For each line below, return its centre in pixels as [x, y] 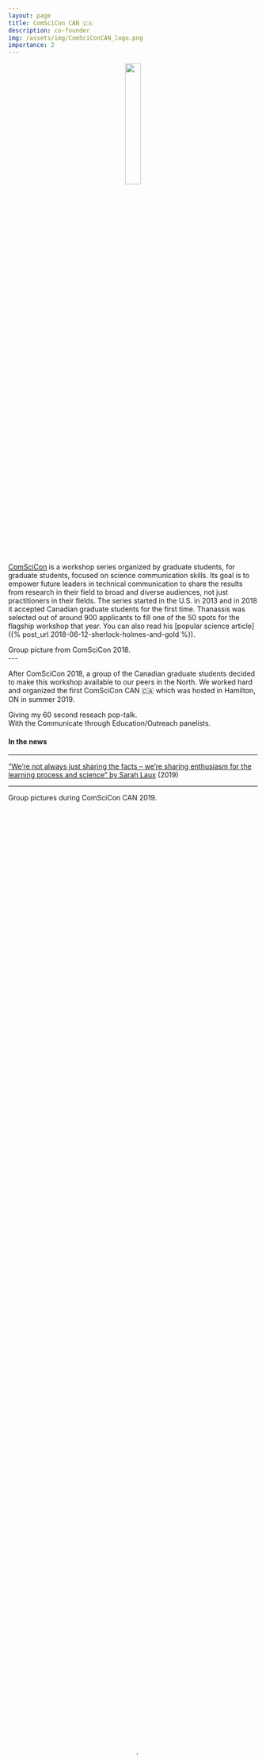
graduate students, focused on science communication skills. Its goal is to [129, 576]
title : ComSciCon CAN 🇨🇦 [51, 23]
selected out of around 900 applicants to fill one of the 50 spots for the [124, 618]
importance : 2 [32, 45]
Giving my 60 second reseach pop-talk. [73, 715]
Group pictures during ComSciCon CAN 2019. [83, 798]
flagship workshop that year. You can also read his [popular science [119, 626]
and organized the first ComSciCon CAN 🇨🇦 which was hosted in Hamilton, [132, 691]
